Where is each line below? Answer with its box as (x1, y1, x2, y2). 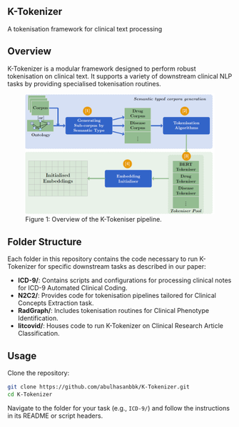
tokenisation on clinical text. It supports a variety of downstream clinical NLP (7, 71, 233, 81)
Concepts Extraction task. (17, 299, 94, 307)
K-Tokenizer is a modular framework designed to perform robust (7, 64, 196, 73)
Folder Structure (7, 235, 82, 248)
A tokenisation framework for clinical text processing (7, 24, 163, 33)
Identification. (17, 314, 59, 323)
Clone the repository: (7, 369, 70, 377)
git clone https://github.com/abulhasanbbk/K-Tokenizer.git (7, 384, 190, 391)
